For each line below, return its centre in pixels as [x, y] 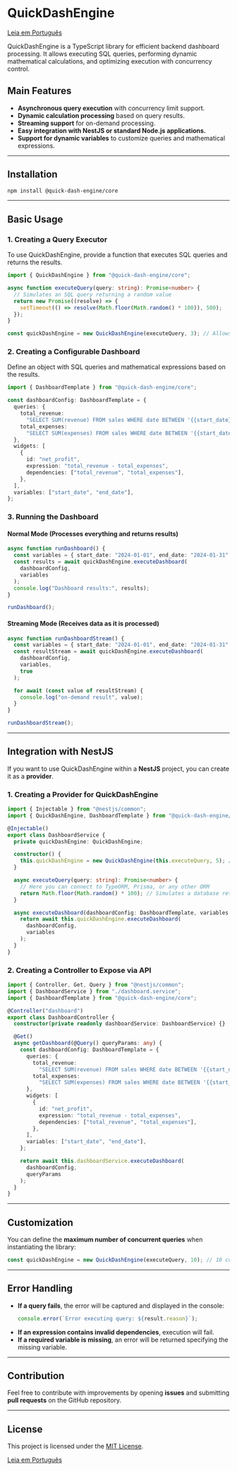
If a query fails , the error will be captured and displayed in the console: [121, 1306]
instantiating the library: [42, 1247]
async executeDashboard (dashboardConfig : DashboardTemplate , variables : [123, 913]
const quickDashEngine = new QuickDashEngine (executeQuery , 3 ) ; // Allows [120, 333]
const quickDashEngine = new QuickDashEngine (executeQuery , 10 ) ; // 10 [115, 1260]
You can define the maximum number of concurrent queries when [105, 1240]
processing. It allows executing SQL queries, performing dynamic [102, 54]
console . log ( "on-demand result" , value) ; [81, 697]
